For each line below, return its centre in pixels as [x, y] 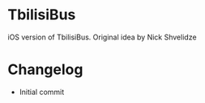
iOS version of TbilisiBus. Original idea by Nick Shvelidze [102, 37]
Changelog [45, 70]
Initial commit [42, 92]
